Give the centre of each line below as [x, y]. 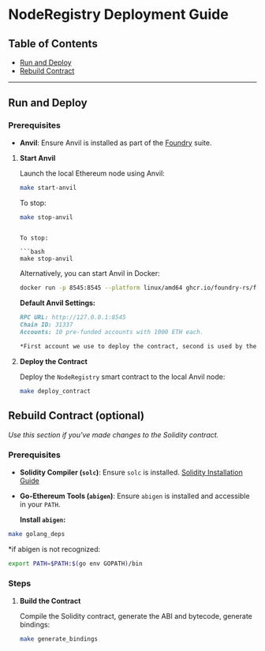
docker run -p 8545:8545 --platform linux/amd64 [101, 288]
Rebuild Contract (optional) [77, 416]
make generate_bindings [59, 639]
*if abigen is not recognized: [54, 549]
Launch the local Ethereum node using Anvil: [92, 173]
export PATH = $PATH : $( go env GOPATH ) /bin [76, 564]
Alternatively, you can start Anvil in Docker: [90, 273]
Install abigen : [43, 519]
